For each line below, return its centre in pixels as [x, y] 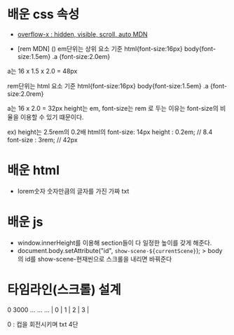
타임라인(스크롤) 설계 [64, 290]
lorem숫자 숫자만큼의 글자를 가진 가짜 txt [73, 191]
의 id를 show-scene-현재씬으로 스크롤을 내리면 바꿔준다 [95, 259]
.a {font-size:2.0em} [81, 56]
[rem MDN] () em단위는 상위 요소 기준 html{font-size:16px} [100, 48]
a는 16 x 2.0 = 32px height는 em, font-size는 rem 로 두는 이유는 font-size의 [113, 108]
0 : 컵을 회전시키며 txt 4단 [43, 324]
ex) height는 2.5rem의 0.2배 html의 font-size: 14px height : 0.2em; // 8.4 [110, 132]
